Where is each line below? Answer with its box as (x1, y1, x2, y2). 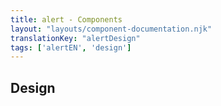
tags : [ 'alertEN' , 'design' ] (10, 42, 132, 53)
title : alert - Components (10, 14, 123, 25)
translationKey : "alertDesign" (10, 33, 141, 43)
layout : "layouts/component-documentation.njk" (10, 24, 213, 34)
